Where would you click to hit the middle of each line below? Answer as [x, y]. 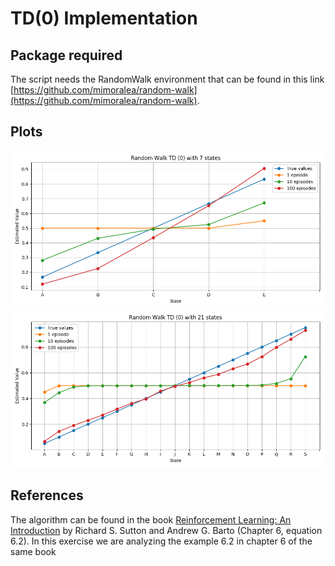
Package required [66, 55]
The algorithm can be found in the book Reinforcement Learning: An [151, 519]
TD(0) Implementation [104, 18]
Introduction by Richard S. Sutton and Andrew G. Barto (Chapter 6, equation [166, 530]
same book [33, 551]
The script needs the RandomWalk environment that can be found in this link [167, 79]
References [47, 495]
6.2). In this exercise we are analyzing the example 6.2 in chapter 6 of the [161, 541]
